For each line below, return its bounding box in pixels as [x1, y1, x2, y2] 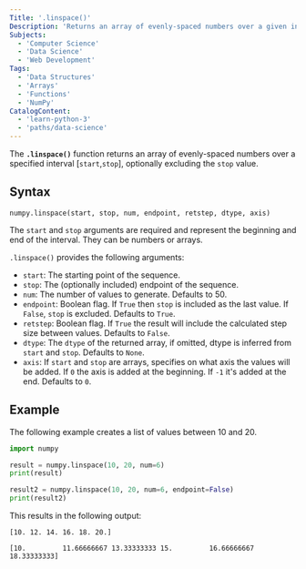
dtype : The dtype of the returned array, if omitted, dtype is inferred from [22, 337, 292, 348]
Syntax [9, 184, 51, 200]
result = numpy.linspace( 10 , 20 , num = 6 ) [9, 461, 166, 470]
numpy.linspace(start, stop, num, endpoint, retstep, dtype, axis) [9, 208, 271, 218]
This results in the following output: [9, 511, 142, 521]
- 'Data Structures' [17, 73, 96, 82]
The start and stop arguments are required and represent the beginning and [9, 224, 297, 235]
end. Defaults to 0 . [22, 375, 92, 387]
